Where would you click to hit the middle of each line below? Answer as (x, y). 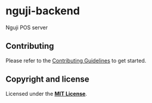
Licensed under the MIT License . (46, 93)
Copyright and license (48, 79)
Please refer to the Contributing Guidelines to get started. (76, 60)
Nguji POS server (27, 27)
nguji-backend (43, 11)
